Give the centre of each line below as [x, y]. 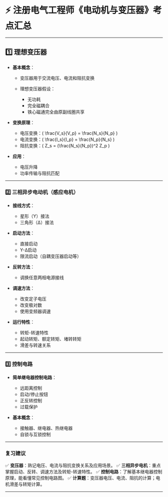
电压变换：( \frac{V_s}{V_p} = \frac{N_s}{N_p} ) [69, 133]
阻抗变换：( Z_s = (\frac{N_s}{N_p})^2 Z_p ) [65, 145]
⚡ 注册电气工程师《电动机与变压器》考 [83, 10]
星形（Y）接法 [35, 216]
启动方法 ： [23, 233]
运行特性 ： [23, 322]
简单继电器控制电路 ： [34, 378]
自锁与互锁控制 [35, 434]
